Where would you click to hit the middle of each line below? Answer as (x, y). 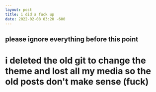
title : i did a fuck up (30, 14)
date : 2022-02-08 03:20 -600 (35, 19)
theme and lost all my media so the (78, 71)
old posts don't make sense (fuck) (77, 81)
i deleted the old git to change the (76, 60)
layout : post (19, 10)
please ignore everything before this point (72, 39)
